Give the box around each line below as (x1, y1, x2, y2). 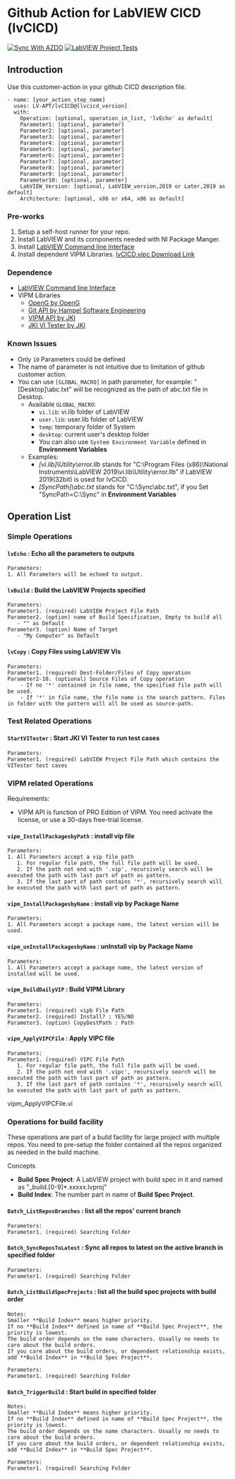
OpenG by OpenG (28, 299, 80, 307)
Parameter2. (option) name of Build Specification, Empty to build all (7, 614, 222, 621)
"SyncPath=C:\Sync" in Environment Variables (38, 489, 176, 499)
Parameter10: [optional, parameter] (20, 177, 128, 184)
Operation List (7, 511, 71, 523)
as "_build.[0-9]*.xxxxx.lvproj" (17, 1183, 107, 1192)
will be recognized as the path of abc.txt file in (73, 385, 208, 393)
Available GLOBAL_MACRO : (28, 400, 97, 408)
